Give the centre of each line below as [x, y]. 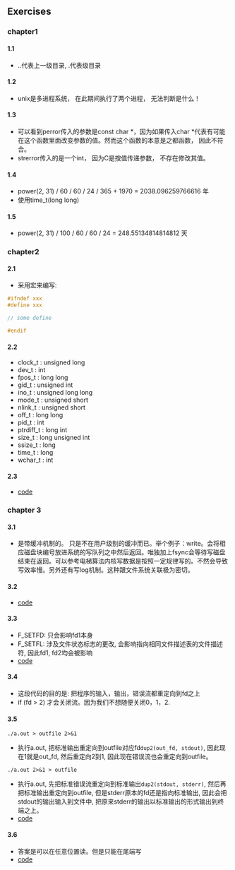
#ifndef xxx [25, 299]
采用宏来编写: [37, 285]
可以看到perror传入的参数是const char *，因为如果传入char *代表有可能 [121, 131]
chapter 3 [24, 510]
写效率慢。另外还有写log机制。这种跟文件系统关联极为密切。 [106, 570]
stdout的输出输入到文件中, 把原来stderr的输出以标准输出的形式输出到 [117, 802]
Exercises [29, 12]
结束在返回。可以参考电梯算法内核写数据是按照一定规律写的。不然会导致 [122, 561]
